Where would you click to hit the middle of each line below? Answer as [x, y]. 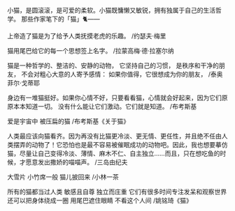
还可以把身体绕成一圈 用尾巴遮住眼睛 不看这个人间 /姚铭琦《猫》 [100, 200]
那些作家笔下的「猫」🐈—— [60, 19]
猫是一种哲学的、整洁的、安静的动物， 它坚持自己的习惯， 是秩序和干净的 [113, 65]
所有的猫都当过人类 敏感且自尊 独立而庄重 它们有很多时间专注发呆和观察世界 [117, 192]
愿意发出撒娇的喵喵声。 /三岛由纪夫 [77, 162]
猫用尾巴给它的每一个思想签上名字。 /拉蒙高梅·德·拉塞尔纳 [91, 50]
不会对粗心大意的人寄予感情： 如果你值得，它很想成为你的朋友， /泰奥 [122, 74]
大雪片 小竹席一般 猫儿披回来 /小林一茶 [63, 177]
